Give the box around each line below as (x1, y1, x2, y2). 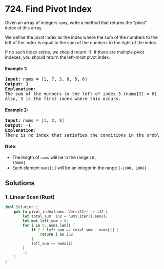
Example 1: (5, 65, 28, 72)
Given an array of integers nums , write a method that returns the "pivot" (5, 20, 147, 25)
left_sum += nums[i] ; (31, 241, 76, 246)
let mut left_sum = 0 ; (22, 218, 69, 223)
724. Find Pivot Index (5, 3, 92, 15)
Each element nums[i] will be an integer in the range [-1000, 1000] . (12, 165, 148, 171)
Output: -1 (5, 122, 31, 128)
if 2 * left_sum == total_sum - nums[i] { (31, 227, 119, 232)
